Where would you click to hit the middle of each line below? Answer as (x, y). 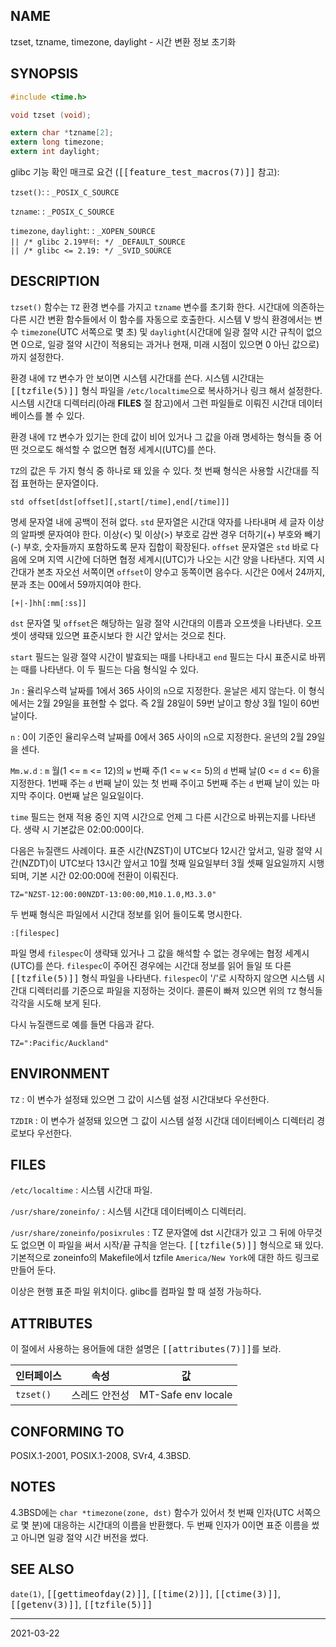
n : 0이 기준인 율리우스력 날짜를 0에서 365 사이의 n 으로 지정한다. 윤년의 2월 (157, 736)
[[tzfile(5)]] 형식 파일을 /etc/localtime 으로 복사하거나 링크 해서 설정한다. (166, 390)
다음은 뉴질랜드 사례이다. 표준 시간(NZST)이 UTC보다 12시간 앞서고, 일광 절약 (161, 850)
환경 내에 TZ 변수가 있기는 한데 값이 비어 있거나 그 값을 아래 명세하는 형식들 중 (161, 436)
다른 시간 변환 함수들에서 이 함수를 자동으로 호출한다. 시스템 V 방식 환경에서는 (161, 319)
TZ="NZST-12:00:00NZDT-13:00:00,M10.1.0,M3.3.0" (113, 894)
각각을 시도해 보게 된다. (56, 1003)
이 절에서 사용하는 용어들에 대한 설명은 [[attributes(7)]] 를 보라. (146, 1349)
